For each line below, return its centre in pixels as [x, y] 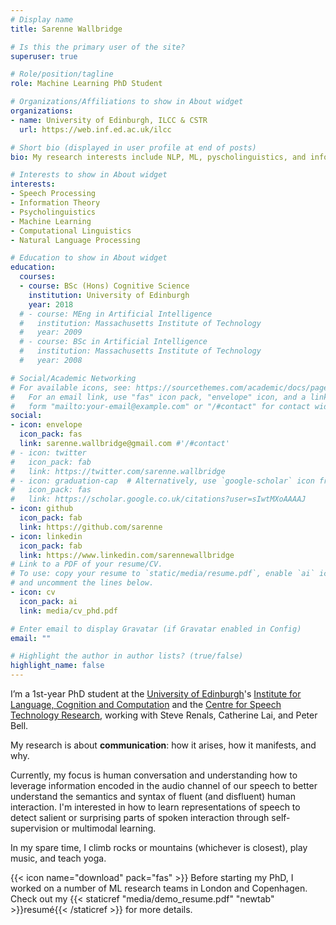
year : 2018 [51, 304]
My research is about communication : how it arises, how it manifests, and [163, 745]
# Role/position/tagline [62, 74]
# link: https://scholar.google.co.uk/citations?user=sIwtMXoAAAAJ [158, 499]
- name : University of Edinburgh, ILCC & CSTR [109, 120]
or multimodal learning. [108, 828]
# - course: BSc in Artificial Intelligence [113, 342]
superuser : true [44, 56]
